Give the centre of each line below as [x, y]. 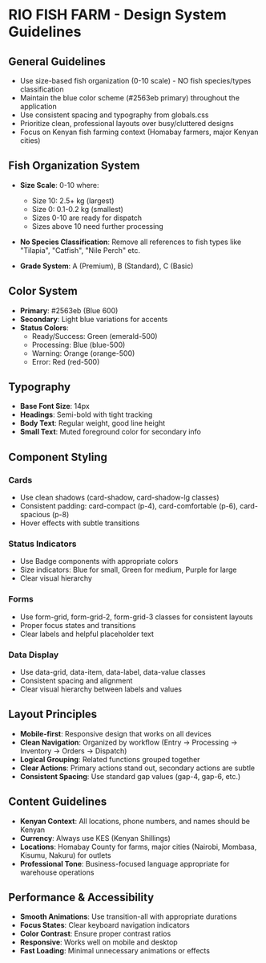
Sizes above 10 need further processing [98, 226]
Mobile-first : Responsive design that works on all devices [116, 733]
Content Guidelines [58, 802]
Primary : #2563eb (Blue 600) [69, 310]
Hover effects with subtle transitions [80, 523]
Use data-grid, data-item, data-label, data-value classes [113, 672]
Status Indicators [42, 544]
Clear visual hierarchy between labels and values [101, 689]
